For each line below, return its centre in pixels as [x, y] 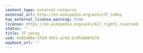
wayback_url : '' [22, 43]
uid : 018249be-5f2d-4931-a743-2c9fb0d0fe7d [52, 38]
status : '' [17, 29]
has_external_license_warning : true [44, 19]
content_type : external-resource [41, 10]
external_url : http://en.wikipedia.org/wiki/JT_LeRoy [64, 15]
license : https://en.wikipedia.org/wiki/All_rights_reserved [72, 24]
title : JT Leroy [22, 33]
